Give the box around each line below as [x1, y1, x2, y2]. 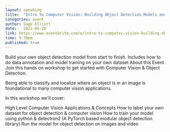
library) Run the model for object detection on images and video [5, 120, 139, 126]
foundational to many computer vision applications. [5, 85, 112, 91]
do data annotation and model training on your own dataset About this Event [5, 59, 164, 65]
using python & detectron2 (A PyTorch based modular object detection [5, 115, 153, 121]
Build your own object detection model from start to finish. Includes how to [5, 54, 161, 60]
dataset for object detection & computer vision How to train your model [5, 110, 153, 116]
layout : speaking [5, 7, 42, 13]
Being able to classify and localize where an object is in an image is [5, 80, 146, 86]
